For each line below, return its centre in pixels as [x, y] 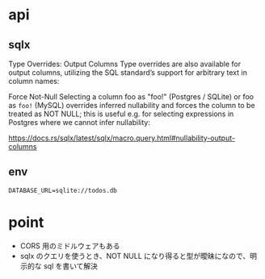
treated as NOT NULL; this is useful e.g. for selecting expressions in [121, 114]
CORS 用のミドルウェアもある [70, 246]
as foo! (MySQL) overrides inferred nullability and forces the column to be [132, 105]
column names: [34, 81]
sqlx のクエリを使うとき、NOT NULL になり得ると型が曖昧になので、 [135, 256]
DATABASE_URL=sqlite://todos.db [63, 190]
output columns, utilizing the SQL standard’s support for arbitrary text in [128, 73]
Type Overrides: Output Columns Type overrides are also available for [124, 64]
